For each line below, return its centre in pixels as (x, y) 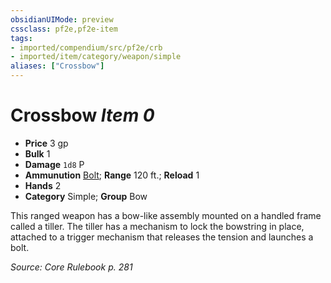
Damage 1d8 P (54, 164)
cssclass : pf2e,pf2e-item (64, 29)
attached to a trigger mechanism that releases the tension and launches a (162, 237)
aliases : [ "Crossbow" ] (57, 66)
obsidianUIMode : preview (62, 19)
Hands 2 (43, 185)
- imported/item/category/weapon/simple (96, 57)
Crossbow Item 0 (82, 115)
